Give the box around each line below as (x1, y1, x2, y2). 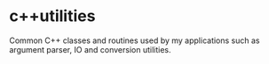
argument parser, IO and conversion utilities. (9, 44, 171, 54)
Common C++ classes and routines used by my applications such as (9, 35, 260, 46)
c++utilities (9, 6, 96, 26)
